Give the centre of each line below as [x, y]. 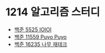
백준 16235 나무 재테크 [41, 44]
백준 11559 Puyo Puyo [40, 37]
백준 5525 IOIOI [33, 29]
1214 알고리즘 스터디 [53, 12]
